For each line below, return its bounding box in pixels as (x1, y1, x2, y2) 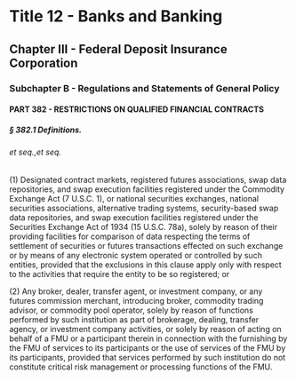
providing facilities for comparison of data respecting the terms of (9, 231, 251, 242)
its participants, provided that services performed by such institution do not (9, 352, 286, 362)
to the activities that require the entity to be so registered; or (9, 268, 230, 279)
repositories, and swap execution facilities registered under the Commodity (9, 184, 285, 194)
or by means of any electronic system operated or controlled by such (9, 250, 262, 260)
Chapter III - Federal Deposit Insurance (9, 42, 228, 57)
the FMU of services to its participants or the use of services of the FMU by (9, 342, 286, 353)
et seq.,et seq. (9, 147, 62, 157)
